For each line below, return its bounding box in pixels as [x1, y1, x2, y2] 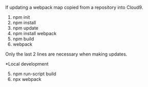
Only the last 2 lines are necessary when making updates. [5, 51, 128, 57]
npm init [12, 14, 30, 20]
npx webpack [12, 76, 42, 82]
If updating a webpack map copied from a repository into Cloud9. [5, 5, 143, 10]
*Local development [5, 61, 49, 67]
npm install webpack [12, 31, 57, 36]
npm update [12, 25, 38, 31]
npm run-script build [12, 71, 56, 77]
